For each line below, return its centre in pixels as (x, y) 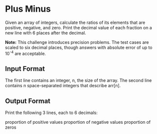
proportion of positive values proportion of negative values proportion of (78, 122)
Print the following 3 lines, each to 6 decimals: (51, 113)
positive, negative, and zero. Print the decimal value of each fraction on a (78, 27)
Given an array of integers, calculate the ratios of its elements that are (75, 22)
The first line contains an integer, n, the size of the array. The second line (78, 80)
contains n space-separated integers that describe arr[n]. (63, 86)
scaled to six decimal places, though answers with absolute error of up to (79, 47)
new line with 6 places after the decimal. (46, 33)
